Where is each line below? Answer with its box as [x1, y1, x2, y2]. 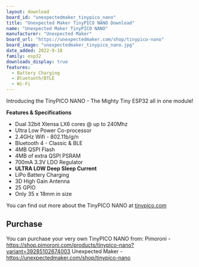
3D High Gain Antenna [14, 177, 70, 185]
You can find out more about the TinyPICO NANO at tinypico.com [6, 202, 167, 209]
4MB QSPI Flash [14, 146, 56, 153]
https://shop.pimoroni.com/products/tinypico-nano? [6, 241, 134, 248]
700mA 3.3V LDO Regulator [14, 159, 84, 165]
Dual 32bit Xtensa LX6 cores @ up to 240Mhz [14, 121, 128, 127]
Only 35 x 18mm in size [14, 191, 72, 197]
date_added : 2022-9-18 [6, 48, 63, 54]
